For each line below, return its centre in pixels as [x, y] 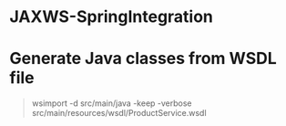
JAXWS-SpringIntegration [112, 17]
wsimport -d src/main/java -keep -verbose [112, 103]
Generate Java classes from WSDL [143, 59]
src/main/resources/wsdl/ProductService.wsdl [119, 113]
